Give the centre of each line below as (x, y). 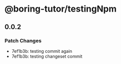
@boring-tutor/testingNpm (60, 9)
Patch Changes (23, 41)
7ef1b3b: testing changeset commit (47, 56)
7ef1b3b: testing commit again (42, 51)
